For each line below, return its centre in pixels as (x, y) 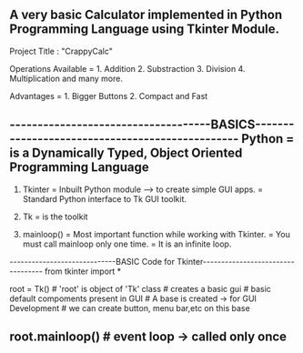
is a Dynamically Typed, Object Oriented (126, 153)
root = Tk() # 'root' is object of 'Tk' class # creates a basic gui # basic (140, 288)
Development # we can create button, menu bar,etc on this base (130, 308)
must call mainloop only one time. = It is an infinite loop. (127, 244)
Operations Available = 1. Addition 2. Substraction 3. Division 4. (127, 68)
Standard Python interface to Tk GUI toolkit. (105, 198)
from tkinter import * (83, 271)
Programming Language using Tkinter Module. (145, 30)
